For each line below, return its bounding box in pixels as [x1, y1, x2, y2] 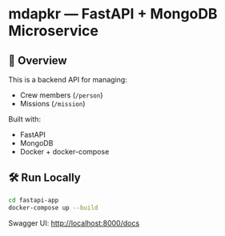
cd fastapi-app [8, 196, 59, 204]
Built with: [8, 114, 42, 124]
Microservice [8, 22, 98, 40]
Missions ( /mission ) [19, 99, 86, 108]
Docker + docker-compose [19, 147, 110, 156]
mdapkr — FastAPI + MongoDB [8, 5, 218, 23]
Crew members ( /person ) [19, 90, 103, 100]
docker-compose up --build [8, 203, 98, 212]
